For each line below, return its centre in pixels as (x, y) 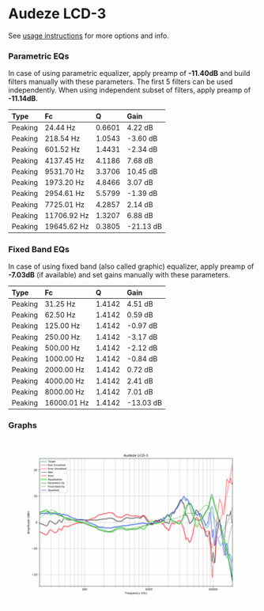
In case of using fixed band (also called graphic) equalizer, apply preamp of (131, 266)
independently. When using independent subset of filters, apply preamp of (130, 90)
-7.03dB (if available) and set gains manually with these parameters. (119, 275)
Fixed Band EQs (39, 249)
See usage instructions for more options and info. (89, 36)
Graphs (23, 425)
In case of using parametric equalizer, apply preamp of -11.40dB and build (129, 74)
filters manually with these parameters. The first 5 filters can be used (121, 82)
